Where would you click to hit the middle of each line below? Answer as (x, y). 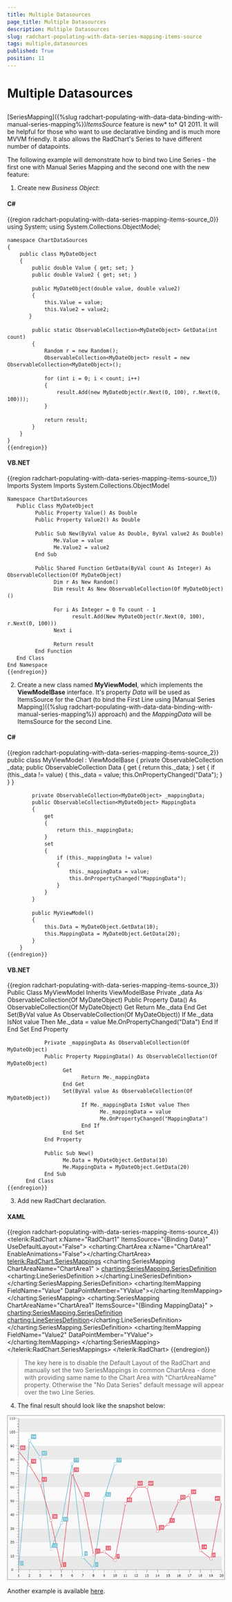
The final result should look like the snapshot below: (91, 1406)
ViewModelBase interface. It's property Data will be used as (104, 692)
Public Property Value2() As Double (87, 520)
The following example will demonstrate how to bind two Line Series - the (112, 160)
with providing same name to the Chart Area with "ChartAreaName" (120, 1378)
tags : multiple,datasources (48, 44)
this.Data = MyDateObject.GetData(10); (101, 927)
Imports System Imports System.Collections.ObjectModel (88, 485)
